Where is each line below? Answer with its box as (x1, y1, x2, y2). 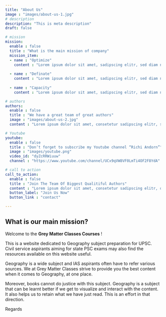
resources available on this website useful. (5, 251, 92, 257)
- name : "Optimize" (9, 57, 52, 62)
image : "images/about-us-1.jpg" (5, 12, 74, 17)
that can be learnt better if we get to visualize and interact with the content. (5, 286, 159, 292)
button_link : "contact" (9, 195, 61, 200)
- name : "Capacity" (9, 85, 52, 90)
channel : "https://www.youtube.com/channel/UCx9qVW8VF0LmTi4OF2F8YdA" (9, 158, 161, 163)
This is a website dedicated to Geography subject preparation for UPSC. (5, 240, 152, 246)
